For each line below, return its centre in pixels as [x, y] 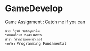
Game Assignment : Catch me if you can [45, 22]
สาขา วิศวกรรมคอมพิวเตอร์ [24, 39]
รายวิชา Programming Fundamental [36, 43]
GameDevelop [34, 8]
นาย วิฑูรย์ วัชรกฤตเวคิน [22, 31]
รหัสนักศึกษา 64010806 [23, 35]
